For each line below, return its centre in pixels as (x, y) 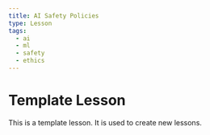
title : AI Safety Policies (54, 16)
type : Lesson (30, 23)
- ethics (30, 61)
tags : (17, 31)
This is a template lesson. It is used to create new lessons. (105, 122)
